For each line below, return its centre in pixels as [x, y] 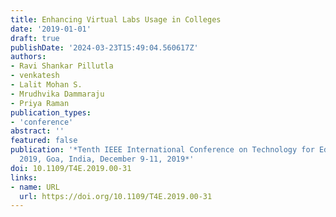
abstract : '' [37, 131]
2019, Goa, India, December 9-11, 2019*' [107, 159]
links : [24, 177]
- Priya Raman [40, 103]
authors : [28, 57]
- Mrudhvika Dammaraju [57, 94]
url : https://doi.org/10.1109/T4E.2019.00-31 [116, 196]
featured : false [44, 141]
